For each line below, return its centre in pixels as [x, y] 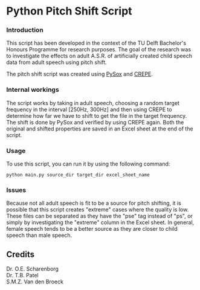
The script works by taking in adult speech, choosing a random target [93, 103]
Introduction [25, 30]
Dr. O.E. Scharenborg [33, 269]
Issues [16, 190]
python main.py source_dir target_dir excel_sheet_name [78, 175]
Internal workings [33, 90]
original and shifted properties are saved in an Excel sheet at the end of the [100, 129]
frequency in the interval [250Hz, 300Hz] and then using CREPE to [89, 109]
